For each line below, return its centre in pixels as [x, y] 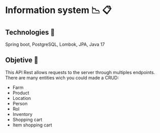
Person [20, 103]
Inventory [22, 114]
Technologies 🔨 [30, 32]
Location [22, 98]
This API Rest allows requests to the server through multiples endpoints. [80, 72]
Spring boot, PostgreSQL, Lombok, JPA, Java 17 [55, 44]
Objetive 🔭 [22, 60]
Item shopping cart [32, 125]
